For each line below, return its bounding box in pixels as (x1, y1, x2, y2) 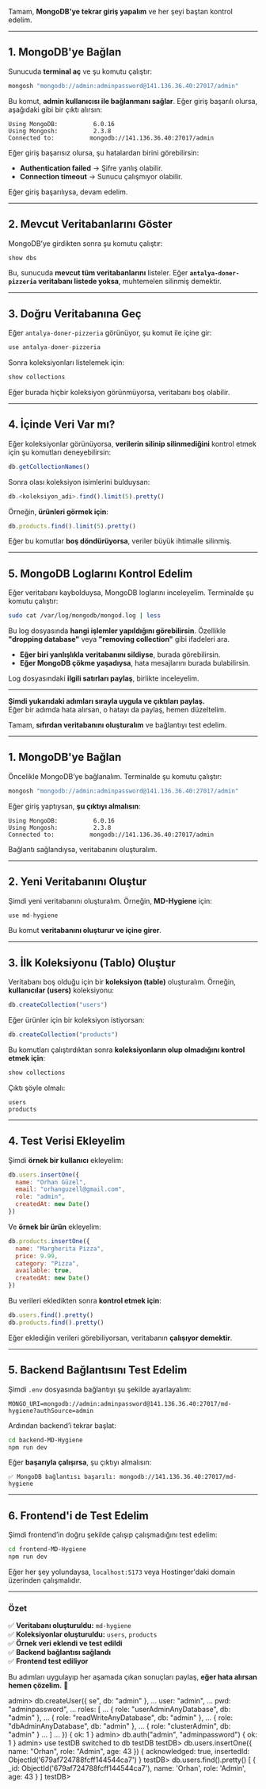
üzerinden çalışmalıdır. (8, 1575, 82, 1585)
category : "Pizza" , (15, 1259, 80, 1268)
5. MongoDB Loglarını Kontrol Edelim (8, 566, 193, 580)
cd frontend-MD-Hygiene (8, 1545, 87, 1553)
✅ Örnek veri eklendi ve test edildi (8, 1638, 123, 1649)
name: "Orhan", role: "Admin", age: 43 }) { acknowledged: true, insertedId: (8, 1747, 250, 1756)
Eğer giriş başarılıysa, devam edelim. (8, 186, 128, 197)
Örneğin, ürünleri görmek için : (8, 507, 109, 516)
